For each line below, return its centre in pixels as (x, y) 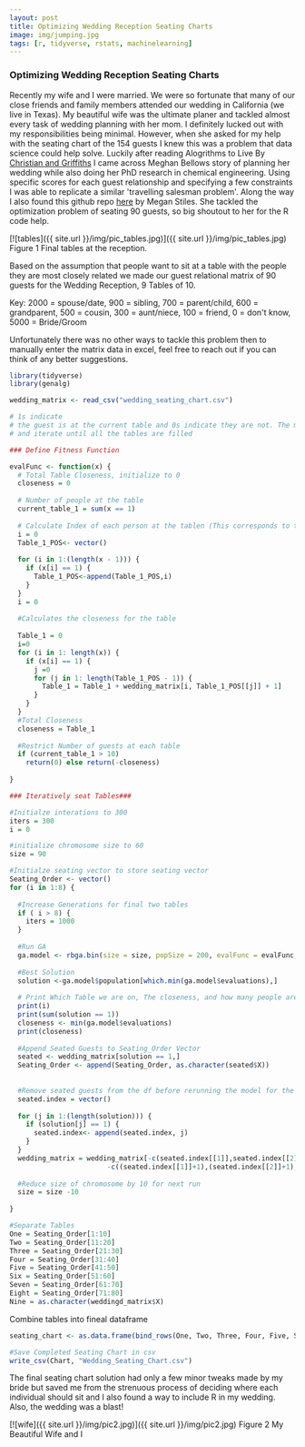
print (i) (34, 1007)
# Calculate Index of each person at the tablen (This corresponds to (154, 526)
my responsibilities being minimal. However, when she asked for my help (145, 134)
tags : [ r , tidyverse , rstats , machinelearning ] (101, 43)
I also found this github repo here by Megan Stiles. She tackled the (134, 201)
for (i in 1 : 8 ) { (42, 887)
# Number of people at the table (81, 501)
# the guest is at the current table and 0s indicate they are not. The (150, 425)
